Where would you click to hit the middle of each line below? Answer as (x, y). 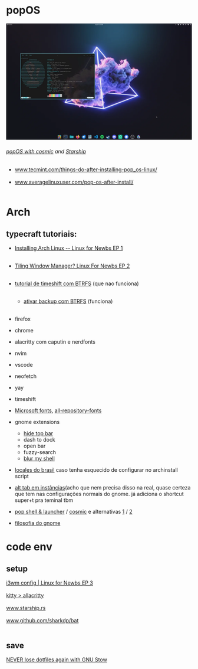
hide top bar (38, 433)
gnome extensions (37, 422)
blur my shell (39, 459)
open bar (34, 446)
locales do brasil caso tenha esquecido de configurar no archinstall (96, 470)
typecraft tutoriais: (42, 234)
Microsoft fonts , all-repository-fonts (58, 410)
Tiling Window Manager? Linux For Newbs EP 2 (72, 266)
